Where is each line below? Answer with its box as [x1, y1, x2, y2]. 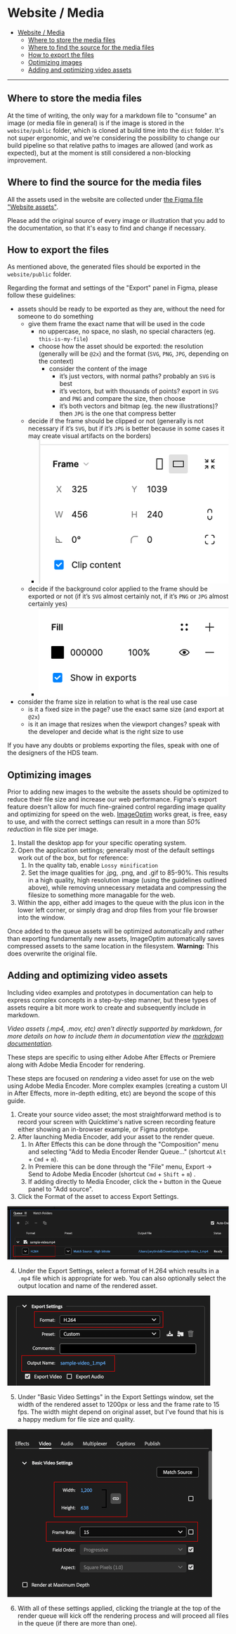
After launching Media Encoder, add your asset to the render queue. [17, 1132, 215, 1140]
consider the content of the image [48, 364, 147, 373]
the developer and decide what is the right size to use [27, 728, 184, 736]
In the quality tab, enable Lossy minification [27, 861, 158, 869]
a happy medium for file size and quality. [17, 1415, 136, 1424]
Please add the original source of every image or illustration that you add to [7, 216, 225, 224]
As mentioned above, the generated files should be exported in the [7, 262, 201, 271]
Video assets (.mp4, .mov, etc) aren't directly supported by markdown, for [7, 1024, 223, 1033]
